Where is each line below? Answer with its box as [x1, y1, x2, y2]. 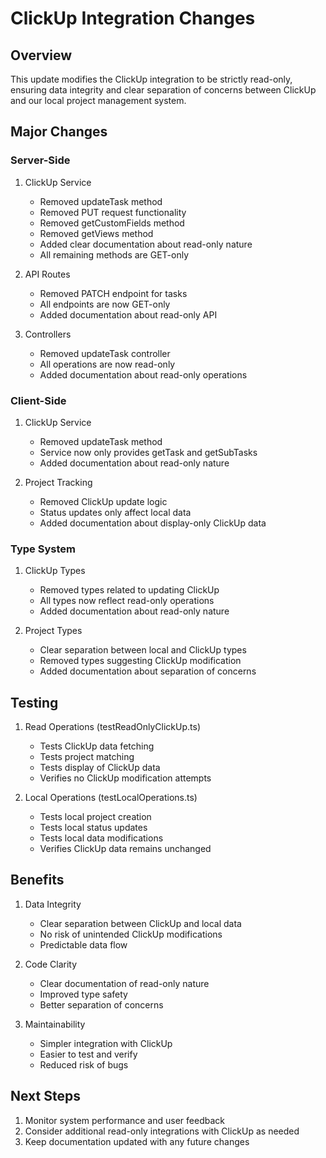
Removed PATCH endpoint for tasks [39, 287, 188, 299]
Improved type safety [39, 988, 128, 1000]
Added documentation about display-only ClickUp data [39, 517, 267, 529]
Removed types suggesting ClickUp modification [39, 655, 242, 667]
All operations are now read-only [39, 358, 176, 370]
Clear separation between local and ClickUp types [39, 644, 247, 656]
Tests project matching [39, 751, 135, 763]
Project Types [24, 625, 83, 637]
